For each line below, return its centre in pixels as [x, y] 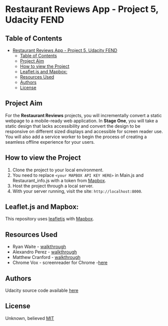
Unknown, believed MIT [30, 318]
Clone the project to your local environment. [58, 170]
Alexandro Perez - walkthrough [45, 252]
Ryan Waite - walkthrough [39, 247]
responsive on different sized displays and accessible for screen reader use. [84, 131]
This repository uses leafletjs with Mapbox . [50, 219]
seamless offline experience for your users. [50, 142]
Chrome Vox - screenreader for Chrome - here [60, 263]
